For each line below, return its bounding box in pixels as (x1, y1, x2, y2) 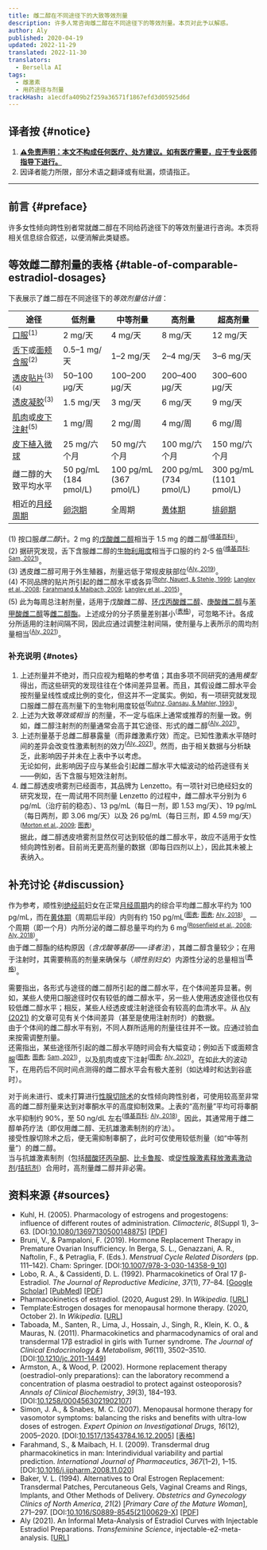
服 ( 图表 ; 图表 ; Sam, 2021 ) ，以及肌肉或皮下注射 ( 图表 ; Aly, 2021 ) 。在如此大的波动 (8, 1053, 248, 1064)
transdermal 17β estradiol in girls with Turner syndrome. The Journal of (19, 1337, 253, 1346)
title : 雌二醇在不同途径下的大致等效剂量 (8, 11, 129, 20)
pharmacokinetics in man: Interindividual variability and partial (19, 1448, 223, 1458)
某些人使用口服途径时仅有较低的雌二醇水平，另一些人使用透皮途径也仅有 (21, 993, 259, 1003)
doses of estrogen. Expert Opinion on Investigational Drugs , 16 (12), (19, 1422, 240, 1431)
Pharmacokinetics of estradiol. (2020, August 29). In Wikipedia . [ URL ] (19, 1294, 249, 1304)
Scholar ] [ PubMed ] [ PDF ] (19, 1286, 103, 1296)
